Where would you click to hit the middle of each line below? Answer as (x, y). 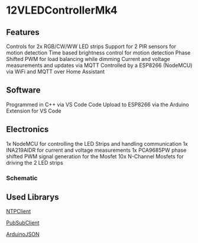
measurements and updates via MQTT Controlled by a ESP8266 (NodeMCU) (99, 65)
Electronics (27, 130)
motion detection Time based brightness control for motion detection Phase (98, 53)
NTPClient (19, 212)
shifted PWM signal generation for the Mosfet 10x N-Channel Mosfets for (95, 156)
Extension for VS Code (34, 111)
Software (23, 90)
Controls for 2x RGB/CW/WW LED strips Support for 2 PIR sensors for (91, 46)
